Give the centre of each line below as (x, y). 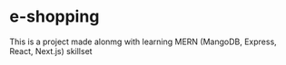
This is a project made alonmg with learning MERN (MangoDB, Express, (143, 42)
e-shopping (54, 17)
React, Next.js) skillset (51, 51)
